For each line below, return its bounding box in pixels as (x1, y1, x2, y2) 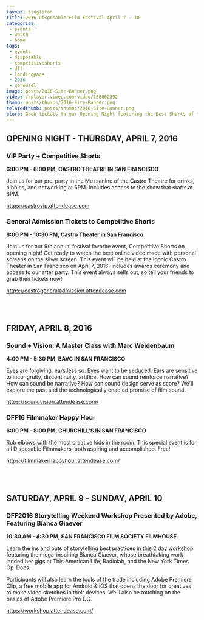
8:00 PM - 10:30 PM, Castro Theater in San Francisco (6, 231, 144, 238)
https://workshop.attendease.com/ (6, 607, 93, 615)
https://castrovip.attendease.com (6, 202, 90, 210)
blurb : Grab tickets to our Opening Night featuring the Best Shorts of (6, 111, 194, 117)
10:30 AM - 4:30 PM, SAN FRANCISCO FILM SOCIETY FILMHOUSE (6, 533, 177, 540)
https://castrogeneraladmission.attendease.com (6, 287, 126, 294)
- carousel (8, 83, 36, 89)
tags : (6, 43, 20, 49)
